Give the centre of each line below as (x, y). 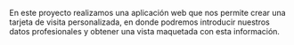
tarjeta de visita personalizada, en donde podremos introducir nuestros (139, 22)
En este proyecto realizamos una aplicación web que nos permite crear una (148, 13)
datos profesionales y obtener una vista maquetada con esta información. (145, 31)
